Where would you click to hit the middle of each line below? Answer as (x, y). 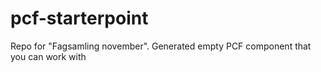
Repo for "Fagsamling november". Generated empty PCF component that (161, 46)
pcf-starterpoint (79, 18)
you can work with (48, 56)
